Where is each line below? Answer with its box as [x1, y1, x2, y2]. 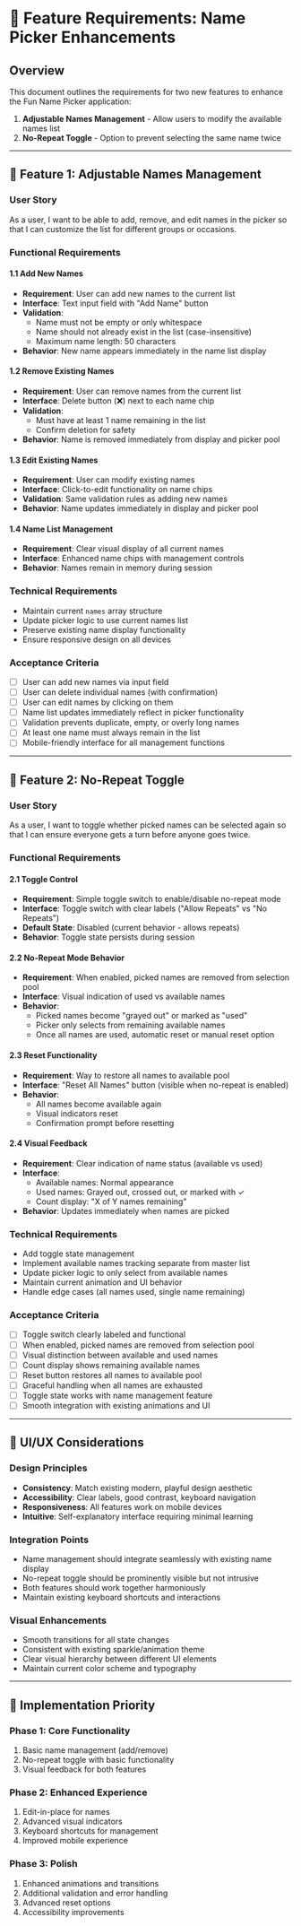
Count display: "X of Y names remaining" [35, 1196, 187, 1207]
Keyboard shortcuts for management [21, 1826, 159, 1836]
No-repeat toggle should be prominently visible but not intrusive [21, 1573, 260, 1583]
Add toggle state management [21, 1248, 134, 1259]
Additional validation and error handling [21, 1887, 168, 1898]
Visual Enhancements [9, 1614, 107, 1627]
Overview [9, 63, 65, 78]
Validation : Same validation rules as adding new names [21, 493, 228, 505]
